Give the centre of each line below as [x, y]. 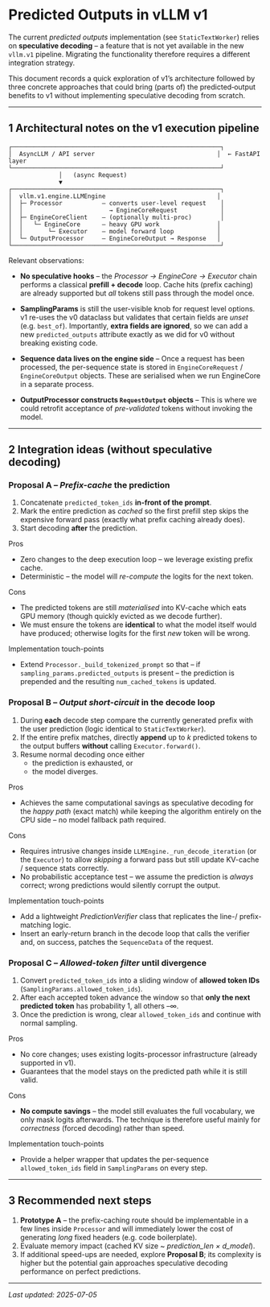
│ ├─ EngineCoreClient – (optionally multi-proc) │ [117, 217]
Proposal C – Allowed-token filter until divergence [108, 963]
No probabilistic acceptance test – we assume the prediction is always [137, 876]
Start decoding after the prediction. [79, 528]
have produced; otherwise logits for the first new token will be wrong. [135, 633]
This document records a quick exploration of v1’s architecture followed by [132, 78]
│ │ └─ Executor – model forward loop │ [115, 231]
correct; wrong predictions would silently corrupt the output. [120, 885]
